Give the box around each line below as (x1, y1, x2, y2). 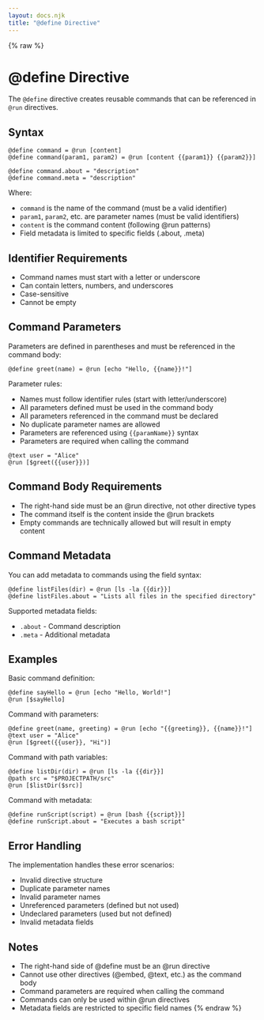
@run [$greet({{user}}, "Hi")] (8, 739, 111, 747)
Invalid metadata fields (19, 917, 94, 927)
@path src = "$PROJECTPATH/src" (8, 775, 115, 783)
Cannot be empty (19, 298, 77, 307)
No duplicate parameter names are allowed (19, 420, 160, 429)
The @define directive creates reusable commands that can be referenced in (8, 94, 257, 104)
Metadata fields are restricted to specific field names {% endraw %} (19, 1003, 243, 1012)
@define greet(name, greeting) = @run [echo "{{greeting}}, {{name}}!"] (8, 725, 253, 733)
